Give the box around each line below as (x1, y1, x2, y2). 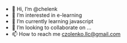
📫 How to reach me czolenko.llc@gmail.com (11, 31, 121, 37)
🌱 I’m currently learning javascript (11, 18, 93, 24)
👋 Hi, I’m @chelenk (11, 6, 58, 12)
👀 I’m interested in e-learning (11, 12, 82, 19)
